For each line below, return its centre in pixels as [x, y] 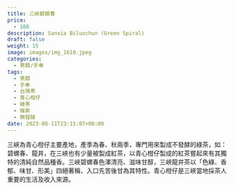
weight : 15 [23, 46]
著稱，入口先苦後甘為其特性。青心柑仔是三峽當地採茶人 [147, 171]
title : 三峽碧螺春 [31, 14]
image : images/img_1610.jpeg [49, 53]
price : [17, 20]
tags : [15, 72]
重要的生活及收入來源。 [41, 179]
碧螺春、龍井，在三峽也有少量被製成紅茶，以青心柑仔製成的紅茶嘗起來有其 [114, 153]
